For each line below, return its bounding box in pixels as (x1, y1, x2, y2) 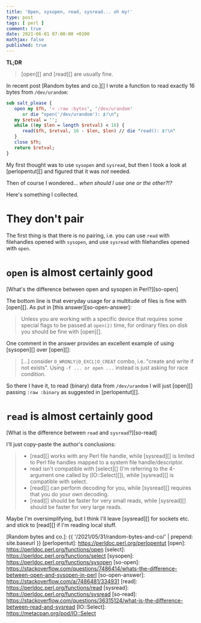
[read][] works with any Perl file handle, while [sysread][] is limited (29, 452, 195, 460)
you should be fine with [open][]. (20, 328, 103, 335)
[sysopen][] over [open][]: (6, 346, 71, 353)
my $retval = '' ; (14, 117, 58, 123)
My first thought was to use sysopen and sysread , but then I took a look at (6, 161, 187, 168)
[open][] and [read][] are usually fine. (20, 70, 113, 77)
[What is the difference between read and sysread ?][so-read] (6, 429, 157, 436)
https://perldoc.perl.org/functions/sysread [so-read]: (6, 591, 137, 598)
